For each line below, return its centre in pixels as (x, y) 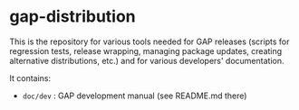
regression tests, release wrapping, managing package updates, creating (146, 50)
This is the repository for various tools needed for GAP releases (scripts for (149, 41)
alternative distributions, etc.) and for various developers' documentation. (147, 60)
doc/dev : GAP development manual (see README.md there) (135, 96)
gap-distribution (72, 17)
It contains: (30, 78)
